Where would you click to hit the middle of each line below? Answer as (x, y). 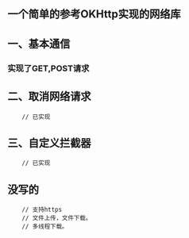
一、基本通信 (39, 43)
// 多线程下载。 (45, 227)
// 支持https (42, 210)
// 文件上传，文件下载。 (57, 218)
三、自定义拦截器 (49, 142)
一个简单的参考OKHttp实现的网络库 (94, 14)
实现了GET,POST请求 (48, 68)
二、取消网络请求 (49, 96)
